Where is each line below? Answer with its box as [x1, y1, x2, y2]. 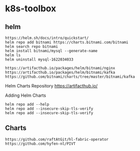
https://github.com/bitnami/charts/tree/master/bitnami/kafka [5, 74, 135, 79]
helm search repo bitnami [5, 44, 58, 49]
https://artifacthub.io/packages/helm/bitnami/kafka [5, 70, 115, 75]
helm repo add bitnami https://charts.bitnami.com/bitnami [5, 40, 129, 45]
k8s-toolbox [5, 3, 56, 14]
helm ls [5, 53, 21, 58]
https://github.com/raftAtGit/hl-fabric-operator [5, 137, 109, 142]
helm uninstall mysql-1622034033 [5, 57, 74, 62]
